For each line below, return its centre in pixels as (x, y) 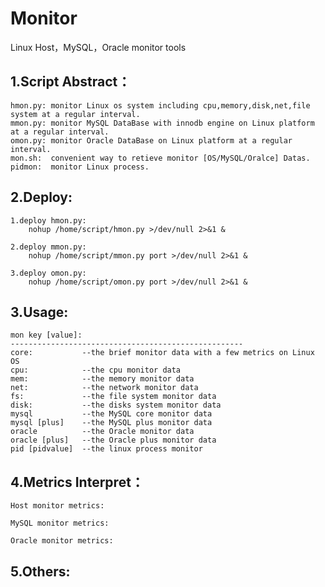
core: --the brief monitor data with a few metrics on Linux (162, 353)
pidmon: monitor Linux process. (80, 167)
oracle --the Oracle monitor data (102, 432)
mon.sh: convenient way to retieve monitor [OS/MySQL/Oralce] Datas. (160, 158)
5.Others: (40, 571)
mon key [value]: (46, 335)
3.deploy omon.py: (48, 273)
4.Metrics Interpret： (77, 482)
